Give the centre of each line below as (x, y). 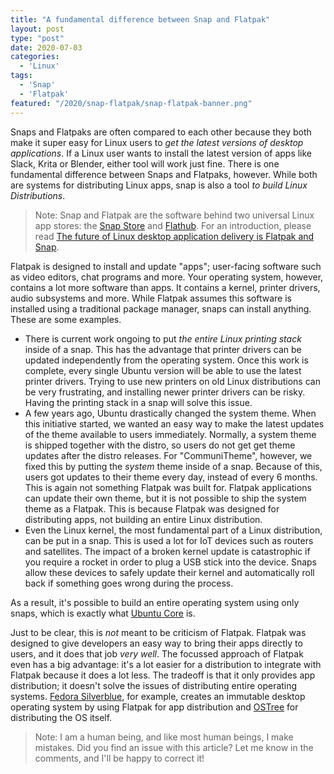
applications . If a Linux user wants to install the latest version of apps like (161, 153)
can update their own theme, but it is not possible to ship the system (165, 498)
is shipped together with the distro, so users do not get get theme (160, 445)
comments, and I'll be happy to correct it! (119, 758)
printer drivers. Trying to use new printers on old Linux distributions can (172, 381)
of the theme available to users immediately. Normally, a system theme (170, 434)
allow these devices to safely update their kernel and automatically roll (169, 572)
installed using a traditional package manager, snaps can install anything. (161, 308)
